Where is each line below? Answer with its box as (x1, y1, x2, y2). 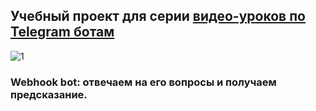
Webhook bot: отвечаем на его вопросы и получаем (10, 75, 277, 89)
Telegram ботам (10, 24, 115, 41)
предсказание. (10, 87, 88, 101)
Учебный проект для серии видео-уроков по (10, 8, 306, 25)
